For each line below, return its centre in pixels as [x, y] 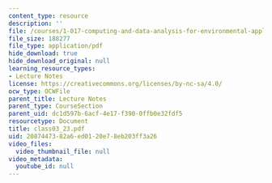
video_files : [30, 144]
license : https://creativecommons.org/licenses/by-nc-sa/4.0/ [115, 83]
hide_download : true [43, 53]
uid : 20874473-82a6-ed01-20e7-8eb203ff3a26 [83, 136]
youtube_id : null [45, 167]
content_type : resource [49, 16]
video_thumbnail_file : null [63, 151]
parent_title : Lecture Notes [57, 99]
